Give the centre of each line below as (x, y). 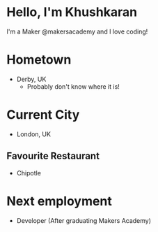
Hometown (39, 60)
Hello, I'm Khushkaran (72, 12)
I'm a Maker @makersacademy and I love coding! (77, 31)
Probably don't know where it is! (73, 86)
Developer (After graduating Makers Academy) (84, 220)
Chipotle (29, 173)
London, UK (34, 134)
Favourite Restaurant (53, 156)
